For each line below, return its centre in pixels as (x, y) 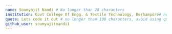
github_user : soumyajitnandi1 (38, 24)
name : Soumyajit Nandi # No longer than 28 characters (65, 10)
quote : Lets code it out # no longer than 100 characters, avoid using (83, 19)
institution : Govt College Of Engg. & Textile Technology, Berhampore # (83, 14)
